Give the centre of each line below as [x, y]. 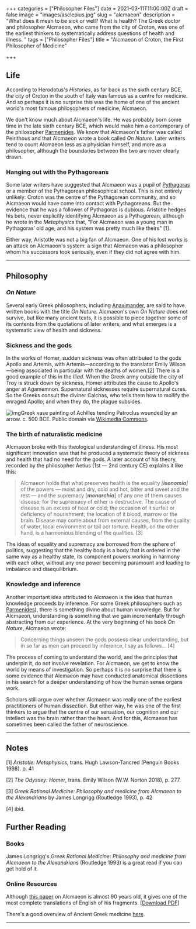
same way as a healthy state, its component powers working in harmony [93, 557]
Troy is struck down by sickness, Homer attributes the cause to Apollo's [92, 383]
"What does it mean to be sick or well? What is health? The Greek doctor [93, 21]
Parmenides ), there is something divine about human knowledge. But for [93, 609]
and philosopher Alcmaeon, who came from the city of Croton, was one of [95, 27]
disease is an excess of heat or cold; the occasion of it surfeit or [97, 508]
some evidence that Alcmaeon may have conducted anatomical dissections [97, 676]
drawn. [15, 157]
